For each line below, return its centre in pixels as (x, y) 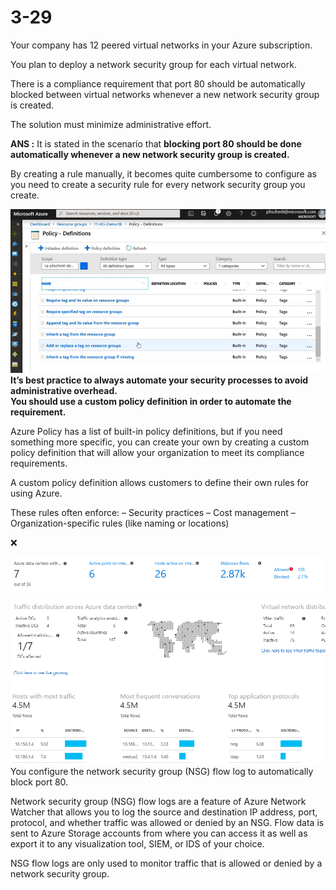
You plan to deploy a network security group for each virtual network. (153, 64)
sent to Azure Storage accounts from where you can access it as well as (159, 833)
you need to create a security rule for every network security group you (158, 184)
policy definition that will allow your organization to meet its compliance (157, 452)
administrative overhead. (64, 390)
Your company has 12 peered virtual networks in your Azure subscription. (161, 45)
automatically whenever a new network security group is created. (150, 154)
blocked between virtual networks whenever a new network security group (165, 94)
